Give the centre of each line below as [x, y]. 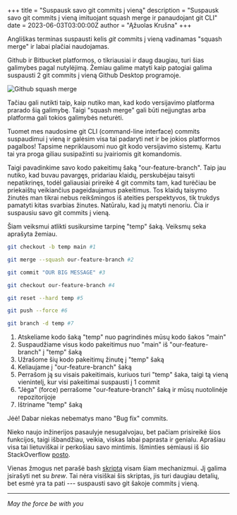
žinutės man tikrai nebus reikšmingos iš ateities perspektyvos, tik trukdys [114, 198]
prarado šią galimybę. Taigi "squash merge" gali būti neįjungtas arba [107, 110]
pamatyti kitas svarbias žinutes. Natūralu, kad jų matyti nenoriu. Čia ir [108, 205]
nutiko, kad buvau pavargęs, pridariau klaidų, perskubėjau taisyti [101, 175]
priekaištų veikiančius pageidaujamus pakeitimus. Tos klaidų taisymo [107, 190]
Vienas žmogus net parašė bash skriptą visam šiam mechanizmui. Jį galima [117, 468]
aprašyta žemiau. [32, 234]
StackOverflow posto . [39, 455]
